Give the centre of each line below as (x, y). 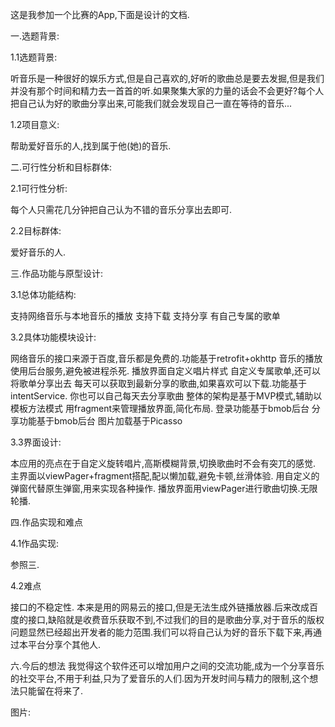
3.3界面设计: (36, 442)
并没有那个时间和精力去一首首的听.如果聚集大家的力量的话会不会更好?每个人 (167, 91)
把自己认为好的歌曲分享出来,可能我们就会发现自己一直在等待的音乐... (151, 103)
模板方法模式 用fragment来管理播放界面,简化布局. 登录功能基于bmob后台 (160, 408)
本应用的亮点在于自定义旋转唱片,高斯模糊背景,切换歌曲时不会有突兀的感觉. (163, 463)
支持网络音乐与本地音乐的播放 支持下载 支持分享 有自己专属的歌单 (145, 316)
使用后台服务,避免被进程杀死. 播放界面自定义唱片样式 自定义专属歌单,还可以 (165, 371)
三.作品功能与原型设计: (57, 273)
